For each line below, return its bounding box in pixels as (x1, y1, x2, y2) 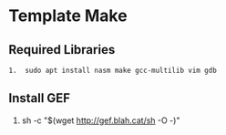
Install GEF (8, 90, 70, 106)
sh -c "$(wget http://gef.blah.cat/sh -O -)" (21, 115, 180, 126)
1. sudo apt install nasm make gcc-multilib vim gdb (8, 66, 218, 75)
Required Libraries (8, 42, 116, 57)
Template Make (8, 5, 128, 26)
